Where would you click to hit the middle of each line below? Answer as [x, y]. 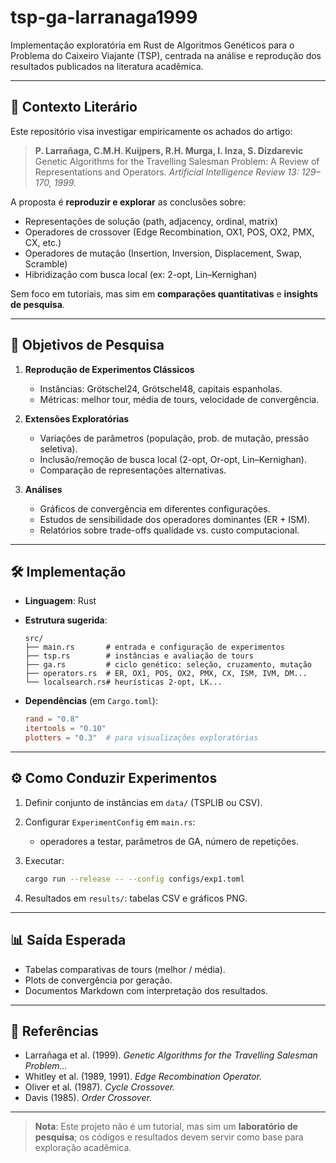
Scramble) [46, 263]
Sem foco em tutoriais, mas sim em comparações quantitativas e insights [164, 293]
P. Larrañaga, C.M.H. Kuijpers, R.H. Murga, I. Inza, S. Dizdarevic [169, 150]
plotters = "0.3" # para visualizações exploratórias [141, 738]
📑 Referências [54, 1031]
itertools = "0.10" [65, 729]
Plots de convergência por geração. [98, 980]
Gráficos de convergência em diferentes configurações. [155, 508]
